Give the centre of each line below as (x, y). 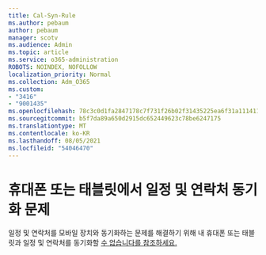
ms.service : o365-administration (63, 60)
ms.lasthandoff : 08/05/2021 (55, 141)
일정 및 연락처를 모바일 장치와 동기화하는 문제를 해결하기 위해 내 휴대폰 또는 (124, 233)
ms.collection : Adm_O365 (49, 82)
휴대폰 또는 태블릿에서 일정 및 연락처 (119, 190)
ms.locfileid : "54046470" (51, 148)
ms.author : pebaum (38, 23)
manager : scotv (33, 38)
